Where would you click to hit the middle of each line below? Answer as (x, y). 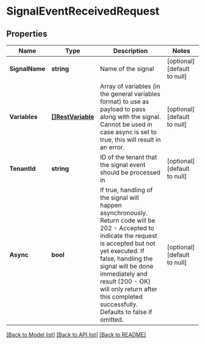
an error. (112, 147)
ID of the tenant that (128, 157)
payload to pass (123, 109)
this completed (121, 297)
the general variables (130, 94)
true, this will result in (130, 140)
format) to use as (124, 102)
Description (131, 51)
